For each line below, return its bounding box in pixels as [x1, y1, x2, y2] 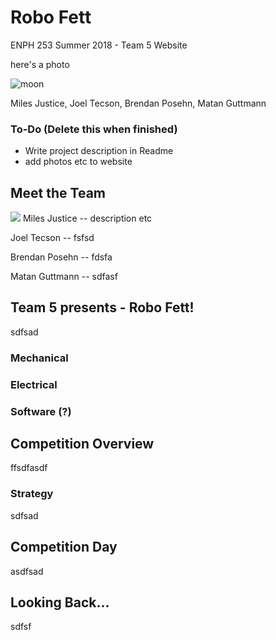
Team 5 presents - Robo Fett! [10, 299, 195, 316]
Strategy [10, 487, 54, 501]
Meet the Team [10, 184, 106, 201]
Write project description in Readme [24, 145, 174, 157]
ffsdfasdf [10, 462, 48, 474]
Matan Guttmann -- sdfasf [10, 271, 118, 283]
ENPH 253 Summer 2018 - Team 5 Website [10, 39, 188, 51]
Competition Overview [10, 436, 155, 453]
